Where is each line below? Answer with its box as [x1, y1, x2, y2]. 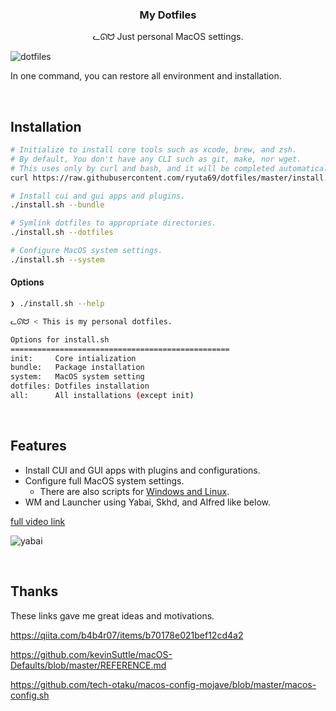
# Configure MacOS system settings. [10, 246, 163, 256]
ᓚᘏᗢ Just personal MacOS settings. [92, 31, 244, 43]
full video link [10, 515, 66, 527]
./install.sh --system [10, 254, 105, 265]
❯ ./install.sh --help [10, 299, 105, 309]
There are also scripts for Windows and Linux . [39, 485, 230, 497]
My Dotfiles [139, 8, 197, 22]
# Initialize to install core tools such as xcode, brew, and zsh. [10, 145, 298, 155]
